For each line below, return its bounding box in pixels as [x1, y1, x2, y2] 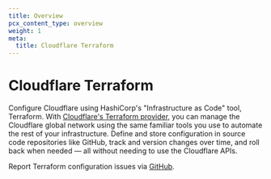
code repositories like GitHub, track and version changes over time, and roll [8, 138, 260, 148]
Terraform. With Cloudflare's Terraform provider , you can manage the [8, 112, 240, 122]
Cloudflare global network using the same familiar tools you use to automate [8, 120, 263, 130]
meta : [8, 34, 27, 43]
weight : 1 [8, 27, 42, 35]
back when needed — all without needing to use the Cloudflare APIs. [8, 146, 238, 156]
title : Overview [8, 11, 63, 20]
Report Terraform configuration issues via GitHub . [8, 162, 176, 172]
